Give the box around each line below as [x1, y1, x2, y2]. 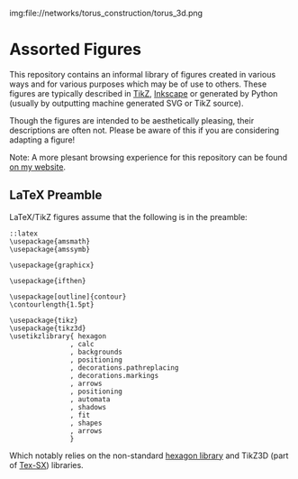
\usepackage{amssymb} [9, 244, 91, 253]
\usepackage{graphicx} [9, 261, 95, 270]
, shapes [69, 419, 103, 428]
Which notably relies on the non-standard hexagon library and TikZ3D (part [9, 450, 289, 461]
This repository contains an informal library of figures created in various [9, 69, 276, 79]
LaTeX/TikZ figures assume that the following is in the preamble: [9, 211, 248, 222]
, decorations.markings [69, 371, 159, 380]
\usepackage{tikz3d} [9, 324, 87, 333]
